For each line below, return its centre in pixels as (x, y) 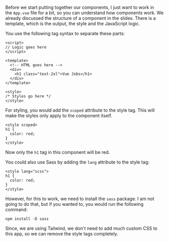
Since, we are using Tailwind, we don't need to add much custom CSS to (81, 228)
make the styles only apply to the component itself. (59, 116)
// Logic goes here (26, 47)
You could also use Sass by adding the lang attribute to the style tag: (77, 162)
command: (17, 209)
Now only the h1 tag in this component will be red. (58, 152)
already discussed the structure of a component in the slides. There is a (81, 18)
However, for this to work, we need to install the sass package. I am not (80, 199)
